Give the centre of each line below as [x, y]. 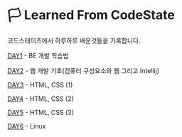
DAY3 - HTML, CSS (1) [40, 84]
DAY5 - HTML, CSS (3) [41, 112]
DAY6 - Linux [27, 126]
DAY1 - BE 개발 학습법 [38, 55]
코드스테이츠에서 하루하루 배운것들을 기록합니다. [74, 40]
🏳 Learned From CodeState [91, 15]
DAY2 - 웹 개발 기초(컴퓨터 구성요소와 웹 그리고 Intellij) [84, 70]
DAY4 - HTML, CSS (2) [41, 99]
